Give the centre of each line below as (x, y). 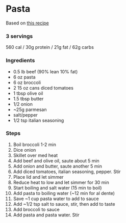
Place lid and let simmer (38, 177)
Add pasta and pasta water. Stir (46, 215)
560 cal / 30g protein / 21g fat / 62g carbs (50, 47)
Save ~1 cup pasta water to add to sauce (56, 199)
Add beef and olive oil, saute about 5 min (56, 160)
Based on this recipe (27, 23)
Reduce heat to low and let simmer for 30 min (61, 182)
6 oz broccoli (27, 82)
